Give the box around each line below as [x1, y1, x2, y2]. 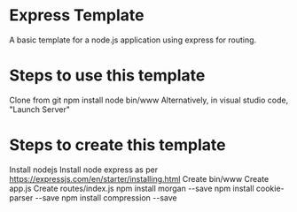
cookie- [255, 183, 285, 193]
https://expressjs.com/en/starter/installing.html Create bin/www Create [9, 173, 270, 184]
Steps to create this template [9, 135, 226, 155]
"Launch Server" [9, 103, 71, 115]
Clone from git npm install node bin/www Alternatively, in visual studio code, [9, 95, 289, 105]
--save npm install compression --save [35, 192, 177, 203]
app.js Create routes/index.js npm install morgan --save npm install [9, 183, 254, 193]
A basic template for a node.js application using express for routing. [9, 34, 257, 45]
